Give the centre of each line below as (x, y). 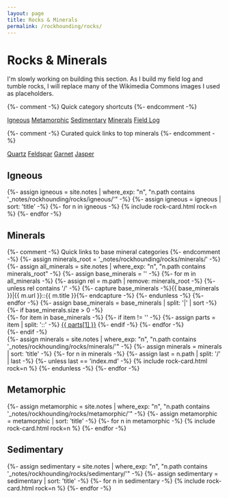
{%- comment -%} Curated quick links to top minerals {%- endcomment (109, 134)
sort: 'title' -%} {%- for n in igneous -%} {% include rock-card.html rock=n (112, 207)
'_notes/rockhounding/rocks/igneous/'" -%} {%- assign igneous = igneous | (114, 199)
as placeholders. (30, 94)
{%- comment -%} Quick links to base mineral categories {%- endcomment (114, 251)
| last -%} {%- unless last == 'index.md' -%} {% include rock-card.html (107, 361)
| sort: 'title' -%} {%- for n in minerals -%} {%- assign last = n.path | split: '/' (114, 353)
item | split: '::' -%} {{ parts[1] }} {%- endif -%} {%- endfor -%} (96, 324)
